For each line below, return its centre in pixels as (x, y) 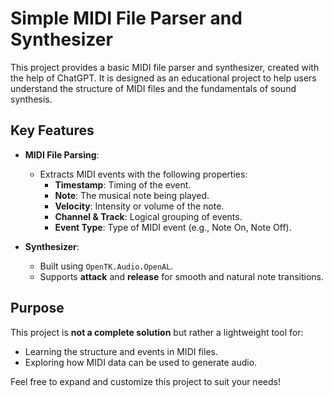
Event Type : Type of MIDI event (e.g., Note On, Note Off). (173, 227)
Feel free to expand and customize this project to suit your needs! (145, 381)
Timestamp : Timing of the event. (123, 184)
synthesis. (31, 99)
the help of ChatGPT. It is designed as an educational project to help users (163, 78)
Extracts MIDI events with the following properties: (143, 174)
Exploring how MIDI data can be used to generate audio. (141, 362)
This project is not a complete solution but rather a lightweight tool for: (157, 332)
